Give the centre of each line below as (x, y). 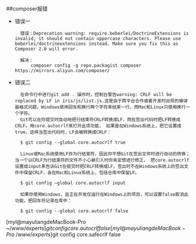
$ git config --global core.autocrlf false (74, 211)
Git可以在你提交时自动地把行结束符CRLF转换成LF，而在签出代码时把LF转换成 (100, 120)
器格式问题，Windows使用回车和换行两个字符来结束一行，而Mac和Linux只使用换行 (100, 107)
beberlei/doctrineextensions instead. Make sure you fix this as (96, 44)
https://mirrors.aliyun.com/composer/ (62, 71)
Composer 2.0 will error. (46, 49)
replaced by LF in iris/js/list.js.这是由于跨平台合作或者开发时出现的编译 (101, 101)
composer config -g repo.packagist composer (86, 65)
